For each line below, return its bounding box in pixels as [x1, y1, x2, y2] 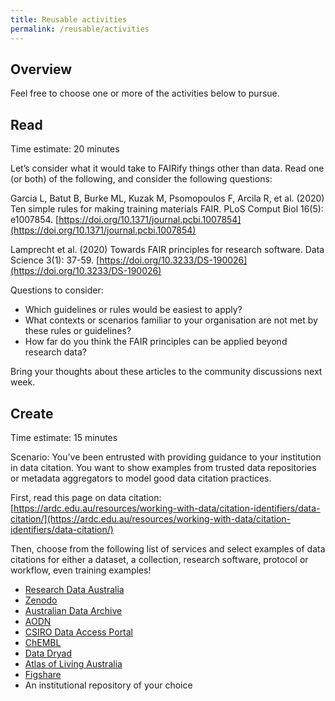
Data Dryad [24, 647, 73, 659]
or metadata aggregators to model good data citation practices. [10, 472, 272, 484]
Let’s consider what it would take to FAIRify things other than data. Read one [10, 162, 325, 175]
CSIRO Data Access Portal [24, 626, 134, 638]
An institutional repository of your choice [24, 679, 193, 691]
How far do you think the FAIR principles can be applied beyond [24, 336, 288, 348]
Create [10, 405, 54, 422]
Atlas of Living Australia [24, 657, 123, 670]
